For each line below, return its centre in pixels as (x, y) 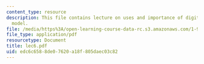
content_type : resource (36, 12)
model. (20, 23)
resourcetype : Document (36, 40)
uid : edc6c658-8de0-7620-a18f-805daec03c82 (62, 52)
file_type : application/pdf (42, 35)
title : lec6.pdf (27, 46)
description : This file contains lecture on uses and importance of (95, 18)
